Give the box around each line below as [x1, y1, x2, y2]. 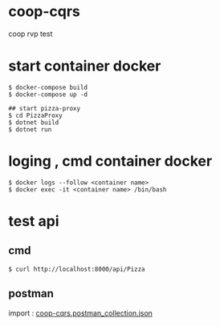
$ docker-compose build [8, 83, 88, 91]
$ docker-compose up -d [8, 91, 88, 99]
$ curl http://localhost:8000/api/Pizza [8, 265, 146, 273]
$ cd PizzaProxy [8, 111, 63, 119]
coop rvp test [8, 29, 53, 38]
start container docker [8, 57, 161, 75]
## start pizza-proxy [8, 104, 81, 112]
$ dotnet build [8, 119, 59, 127]
